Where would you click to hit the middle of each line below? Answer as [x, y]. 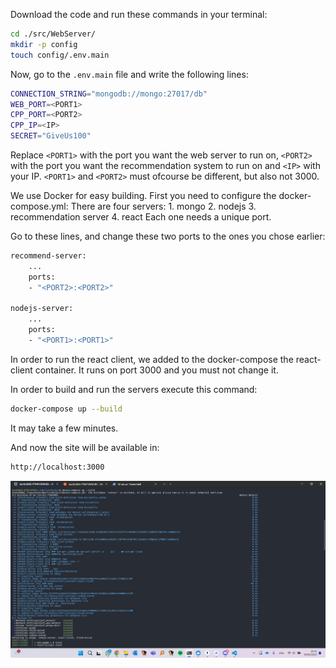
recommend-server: [48, 256]
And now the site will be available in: [85, 447]
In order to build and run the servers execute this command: [134, 389]
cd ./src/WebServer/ [53, 34]
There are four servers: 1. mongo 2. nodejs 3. [163, 206]
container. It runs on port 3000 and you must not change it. [156, 370]
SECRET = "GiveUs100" [51, 136]
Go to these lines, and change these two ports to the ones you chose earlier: [168, 236]
